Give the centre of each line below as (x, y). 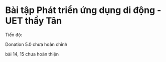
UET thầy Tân (34, 21)
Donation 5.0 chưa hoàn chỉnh (36, 44)
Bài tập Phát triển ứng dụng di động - (83, 10)
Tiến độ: (14, 34)
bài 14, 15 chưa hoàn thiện (32, 54)
